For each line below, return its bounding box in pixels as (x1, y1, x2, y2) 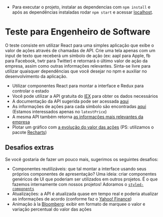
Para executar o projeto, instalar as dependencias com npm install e (12, 4, 151, 10)
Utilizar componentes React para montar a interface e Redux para (12, 83, 144, 89)
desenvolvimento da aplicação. (5, 73, 68, 79)
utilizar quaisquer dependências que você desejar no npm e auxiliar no (5, 68, 147, 74)
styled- (128, 182, 144, 187)
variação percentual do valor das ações (12, 206, 91, 212)
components (12, 186, 35, 191)
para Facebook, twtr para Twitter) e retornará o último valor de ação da (5, 58, 148, 64)
